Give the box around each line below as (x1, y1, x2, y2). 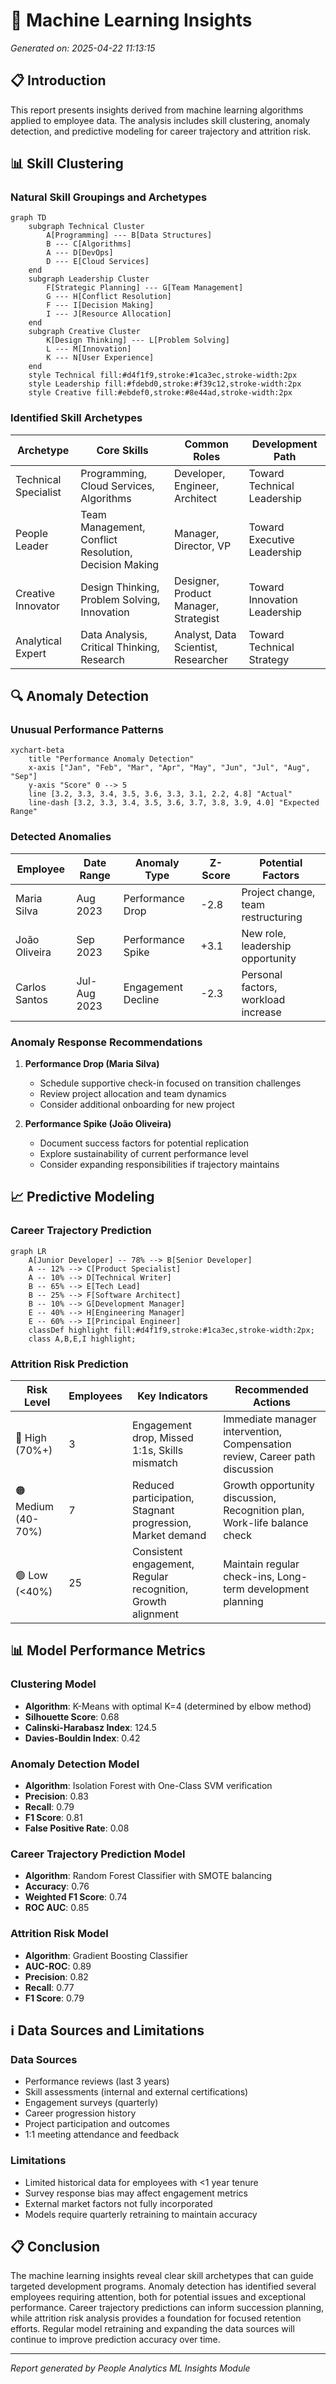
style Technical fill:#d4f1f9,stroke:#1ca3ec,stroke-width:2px (28, 370, 298, 381)
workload (241, 992, 286, 1006)
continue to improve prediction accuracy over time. (10, 2334, 221, 2346)
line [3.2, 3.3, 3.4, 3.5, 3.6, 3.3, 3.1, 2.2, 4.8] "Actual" (28, 789, 293, 799)
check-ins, (223, 1570, 275, 1583)
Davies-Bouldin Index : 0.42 (24, 1732, 141, 1744)
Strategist (174, 611, 220, 625)
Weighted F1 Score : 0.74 (24, 1891, 128, 1903)
